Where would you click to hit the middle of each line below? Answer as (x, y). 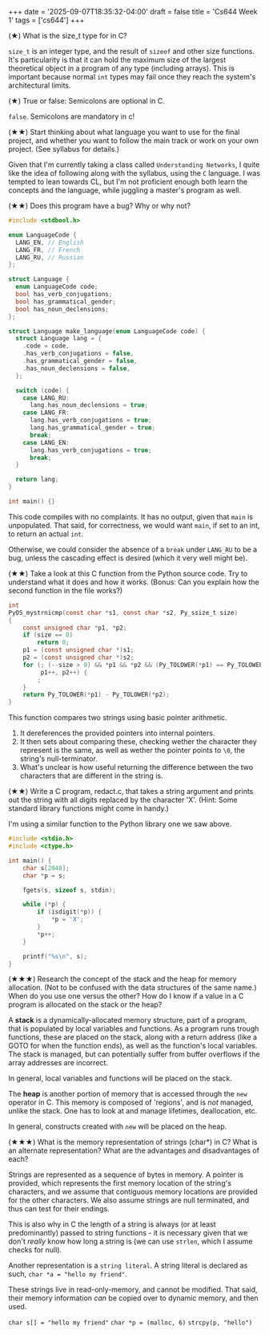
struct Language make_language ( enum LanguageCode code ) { (107, 331)
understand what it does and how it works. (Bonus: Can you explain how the (134, 582)
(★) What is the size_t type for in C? (68, 36)
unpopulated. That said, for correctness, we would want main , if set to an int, (134, 525)
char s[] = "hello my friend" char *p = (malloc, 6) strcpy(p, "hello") (130, 1323)
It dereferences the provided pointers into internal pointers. (117, 733)
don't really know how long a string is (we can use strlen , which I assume (130, 1241)
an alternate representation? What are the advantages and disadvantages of (134, 1150)
